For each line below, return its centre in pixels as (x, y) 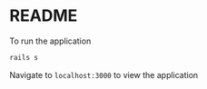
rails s (24, 57)
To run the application (50, 41)
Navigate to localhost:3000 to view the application (104, 74)
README (44, 16)
